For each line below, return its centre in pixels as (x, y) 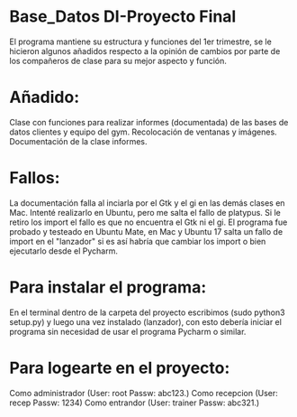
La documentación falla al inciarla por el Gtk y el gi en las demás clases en (147, 203)
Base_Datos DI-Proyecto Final (123, 17)
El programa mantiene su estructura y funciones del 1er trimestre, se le (140, 42)
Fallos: (35, 178)
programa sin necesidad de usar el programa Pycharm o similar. (128, 331)
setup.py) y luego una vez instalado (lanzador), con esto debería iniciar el (145, 321)
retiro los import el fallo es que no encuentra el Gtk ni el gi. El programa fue (148, 222)
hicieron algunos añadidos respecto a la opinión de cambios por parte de (145, 51)
